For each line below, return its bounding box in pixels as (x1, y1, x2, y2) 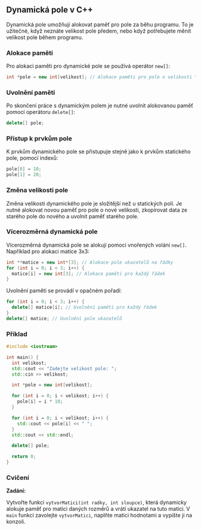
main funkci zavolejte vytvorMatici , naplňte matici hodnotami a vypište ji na (6, 512, 192, 519)
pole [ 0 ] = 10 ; (6, 166, 42, 172)
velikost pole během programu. (6, 33, 84, 41)
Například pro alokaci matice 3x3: (6, 247, 90, 255)
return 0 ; (11, 453, 36, 460)
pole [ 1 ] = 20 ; (6, 172, 42, 178)
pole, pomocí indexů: (6, 154, 58, 162)
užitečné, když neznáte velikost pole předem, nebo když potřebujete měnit (6, 27, 191, 34)
